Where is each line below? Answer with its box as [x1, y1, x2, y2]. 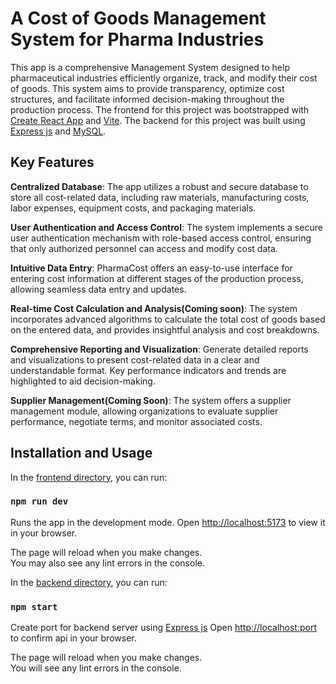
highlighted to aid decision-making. [10, 375, 156, 387]
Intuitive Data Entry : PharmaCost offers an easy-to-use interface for [10, 262, 293, 274]
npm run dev [10, 496, 69, 507]
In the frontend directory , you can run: [10, 471, 168, 483]
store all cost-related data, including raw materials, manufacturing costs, [10, 191, 310, 203]
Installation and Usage [10, 445, 153, 462]
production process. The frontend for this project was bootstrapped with [10, 103, 310, 116]
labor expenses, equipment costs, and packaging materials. [10, 202, 257, 214]
